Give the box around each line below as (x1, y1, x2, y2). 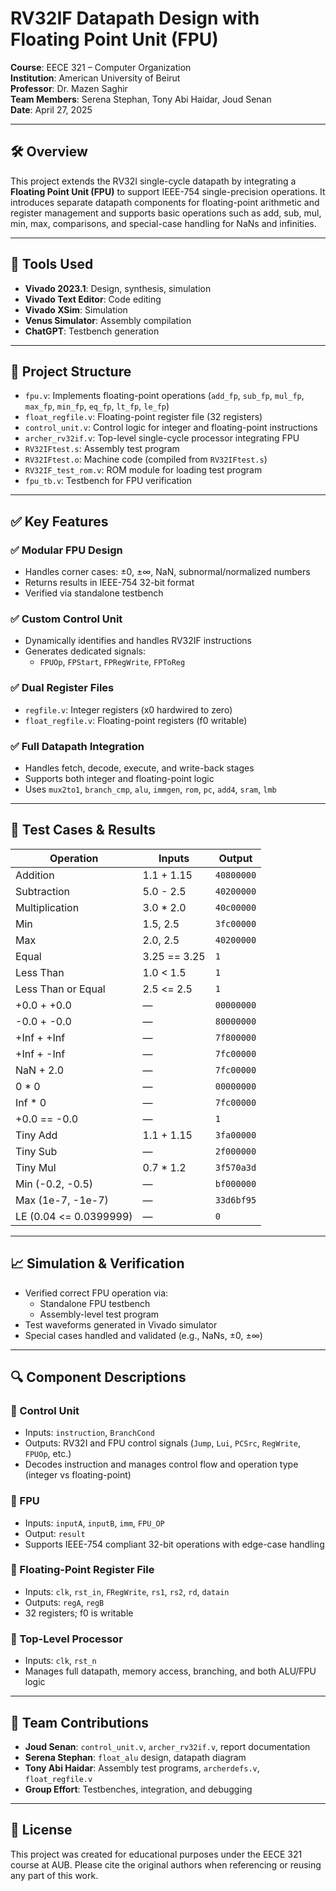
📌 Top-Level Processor (10, 1632, 123, 1646)
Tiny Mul (15, 1160, 57, 1174)
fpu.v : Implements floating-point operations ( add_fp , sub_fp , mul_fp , (24, 390, 305, 402)
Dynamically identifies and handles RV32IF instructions (24, 635, 252, 647)
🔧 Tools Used (10, 256, 94, 273)
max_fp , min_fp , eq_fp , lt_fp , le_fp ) (24, 400, 170, 412)
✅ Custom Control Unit (10, 612, 123, 626)
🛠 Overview (10, 143, 88, 161)
